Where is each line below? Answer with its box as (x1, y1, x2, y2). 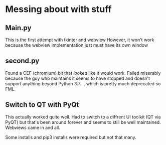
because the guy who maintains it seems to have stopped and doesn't (5, 75, 150, 81)
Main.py (5, 24, 32, 32)
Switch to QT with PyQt (5, 100, 79, 109)
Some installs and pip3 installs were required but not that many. (5, 134, 136, 140)
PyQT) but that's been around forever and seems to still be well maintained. (5, 119, 161, 125)
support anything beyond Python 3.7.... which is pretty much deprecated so (5, 80, 161, 86)
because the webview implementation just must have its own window (5, 42, 148, 48)
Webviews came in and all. (5, 124, 60, 130)
